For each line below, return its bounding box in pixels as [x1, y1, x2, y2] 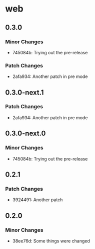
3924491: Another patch [12, 197, 63, 203]
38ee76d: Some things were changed [12, 237, 90, 244]
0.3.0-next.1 [5, 88, 44, 97]
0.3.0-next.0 [5, 129, 46, 138]
